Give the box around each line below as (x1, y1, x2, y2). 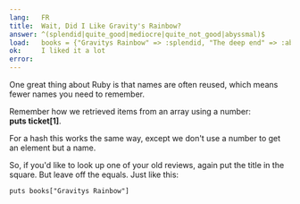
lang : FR (9, 13, 50, 22)
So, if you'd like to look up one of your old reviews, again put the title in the (9, 160, 285, 170)
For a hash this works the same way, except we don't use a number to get (9, 133, 281, 143)
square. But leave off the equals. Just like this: (9, 169, 179, 180)
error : (9, 55, 34, 64)
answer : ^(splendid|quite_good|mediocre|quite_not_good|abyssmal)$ (9, 30, 266, 38)
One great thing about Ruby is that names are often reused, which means (9, 80, 279, 89)
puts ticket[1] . (9, 115, 62, 126)
